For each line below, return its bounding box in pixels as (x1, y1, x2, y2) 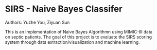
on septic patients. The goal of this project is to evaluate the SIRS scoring (5, 34, 152, 40)
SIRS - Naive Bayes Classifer (5, 3, 122, 15)
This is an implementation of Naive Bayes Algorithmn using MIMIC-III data (5, 29, 153, 34)
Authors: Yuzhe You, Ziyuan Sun (5, 19, 70, 25)
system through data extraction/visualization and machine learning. (5, 39, 140, 45)
